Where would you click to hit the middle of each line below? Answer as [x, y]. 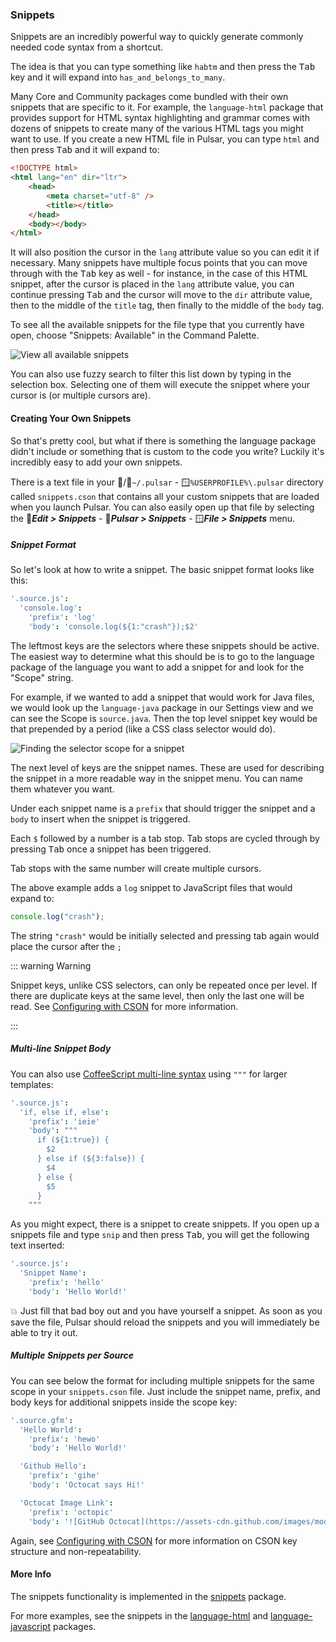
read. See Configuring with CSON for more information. [124, 1006]
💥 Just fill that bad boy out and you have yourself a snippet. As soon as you [166, 1310]
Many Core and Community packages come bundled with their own [149, 97]
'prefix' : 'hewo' [64, 1439]
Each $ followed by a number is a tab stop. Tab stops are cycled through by [165, 838]
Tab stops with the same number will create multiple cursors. [136, 868]
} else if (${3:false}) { [90, 1159]
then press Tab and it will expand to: [85, 150]
